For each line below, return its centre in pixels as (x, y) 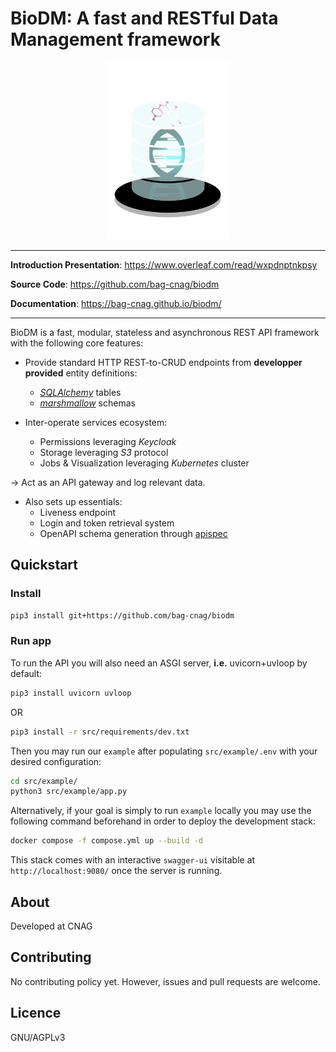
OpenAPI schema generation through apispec (133, 533)
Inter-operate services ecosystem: (96, 422)
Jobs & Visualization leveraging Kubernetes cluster (144, 463)
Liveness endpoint (78, 512)
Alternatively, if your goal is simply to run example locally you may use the (161, 811)
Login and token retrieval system (107, 523)
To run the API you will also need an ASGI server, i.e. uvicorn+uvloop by (159, 663)
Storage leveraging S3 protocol (104, 452)
